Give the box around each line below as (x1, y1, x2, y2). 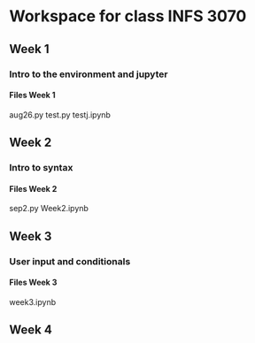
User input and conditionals (9, 255, 131, 267)
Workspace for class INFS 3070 (9, 6, 247, 27)
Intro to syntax (9, 162, 73, 174)
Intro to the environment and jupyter (9, 68, 168, 80)
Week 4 (9, 323, 53, 338)
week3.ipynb (9, 296, 56, 307)
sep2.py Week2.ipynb (9, 203, 89, 214)
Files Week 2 (9, 183, 58, 194)
